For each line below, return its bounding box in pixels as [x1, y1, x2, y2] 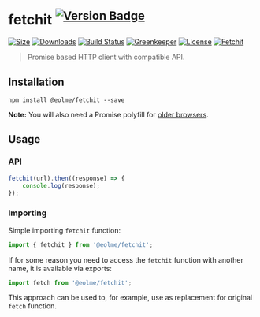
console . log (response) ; [22, 181, 101, 189]
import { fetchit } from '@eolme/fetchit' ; [8, 241, 154, 248]
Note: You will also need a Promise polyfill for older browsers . [8, 110, 209, 120]
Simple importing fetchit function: [8, 226, 121, 235]
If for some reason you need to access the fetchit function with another [8, 255, 244, 264]
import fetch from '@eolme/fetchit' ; [8, 278, 132, 287]
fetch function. [8, 301, 58, 311]
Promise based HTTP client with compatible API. [27, 52, 185, 62]
